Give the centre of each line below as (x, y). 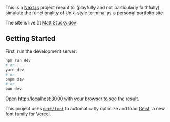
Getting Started (31, 39)
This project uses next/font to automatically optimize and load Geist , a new (85, 108)
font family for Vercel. (28, 114)
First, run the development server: (41, 51)
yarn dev (15, 70)
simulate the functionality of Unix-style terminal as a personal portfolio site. (85, 13)
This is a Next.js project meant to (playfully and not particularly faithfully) (82, 7)
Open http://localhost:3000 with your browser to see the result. (72, 99)
